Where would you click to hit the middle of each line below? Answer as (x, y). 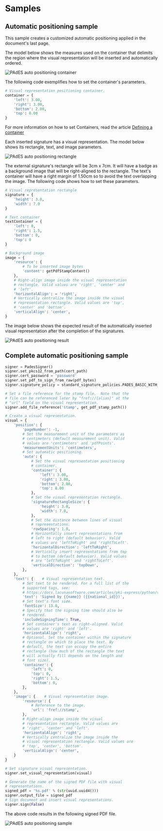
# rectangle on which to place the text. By (68, 642)
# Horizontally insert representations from (77, 534)
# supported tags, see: (46, 588)
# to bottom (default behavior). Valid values (79, 556)
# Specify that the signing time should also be (73, 611)
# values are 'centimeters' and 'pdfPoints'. (69, 443)
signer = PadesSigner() (29, 367)
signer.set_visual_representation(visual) (49, 773)
